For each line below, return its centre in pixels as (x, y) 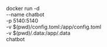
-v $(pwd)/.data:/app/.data (38, 33)
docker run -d (23, 8)
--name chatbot (25, 15)
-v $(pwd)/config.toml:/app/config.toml (54, 27)
